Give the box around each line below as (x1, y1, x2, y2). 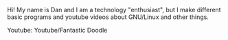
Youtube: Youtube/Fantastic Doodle (7, 26, 108, 34)
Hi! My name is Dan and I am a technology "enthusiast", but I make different (7, 6, 221, 14)
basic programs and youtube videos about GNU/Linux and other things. (7, 13, 209, 21)
